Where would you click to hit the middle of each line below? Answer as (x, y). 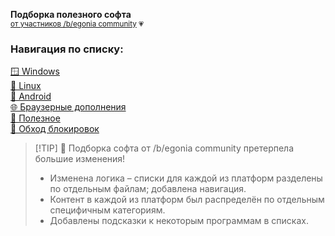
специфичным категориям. (107, 210)
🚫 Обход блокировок (55, 129)
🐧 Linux (26, 86)
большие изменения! (80, 159)
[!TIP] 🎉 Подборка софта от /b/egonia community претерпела (164, 148)
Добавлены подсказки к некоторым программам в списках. (179, 221)
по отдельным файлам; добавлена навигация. (148, 189)
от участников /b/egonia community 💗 (77, 24)
